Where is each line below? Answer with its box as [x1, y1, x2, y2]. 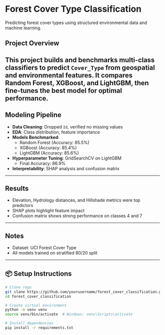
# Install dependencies [5, 321, 54, 326]
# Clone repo [5, 284, 32, 290]
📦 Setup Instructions [5, 269, 72, 278]
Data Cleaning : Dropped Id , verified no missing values [12, 124, 123, 129]
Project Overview [5, 39, 59, 48]
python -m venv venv [5, 308, 48, 312]
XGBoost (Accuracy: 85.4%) [19, 145, 77, 151]
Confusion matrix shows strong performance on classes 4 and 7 [12, 213, 142, 219]
